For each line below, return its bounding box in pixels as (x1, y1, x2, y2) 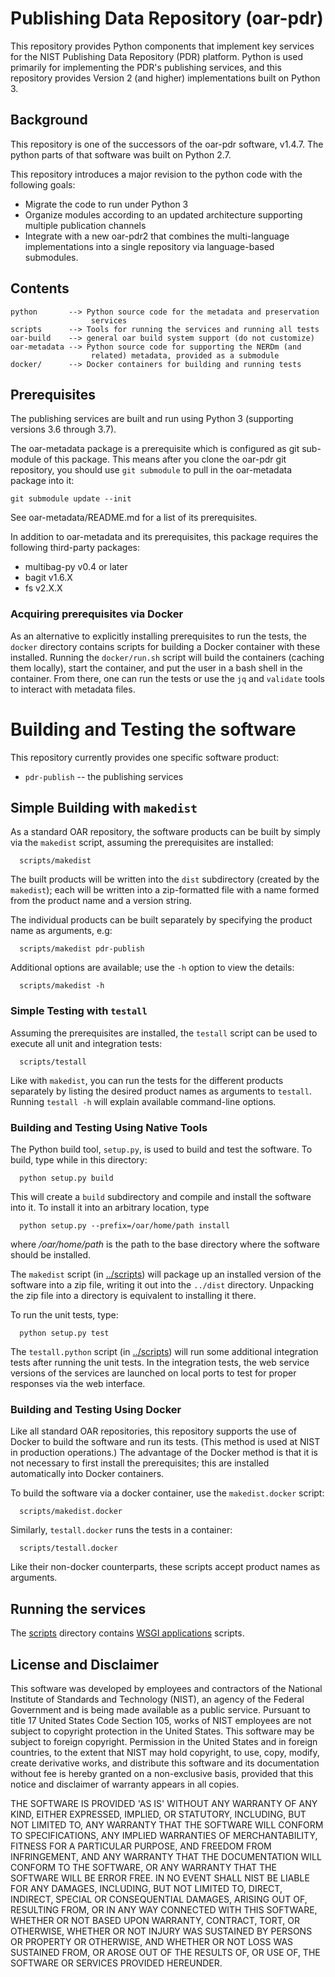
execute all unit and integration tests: (10, 1037, 163, 1049)
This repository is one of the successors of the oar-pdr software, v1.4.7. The (10, 138, 324, 150)
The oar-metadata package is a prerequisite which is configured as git (10, 443, 300, 455)
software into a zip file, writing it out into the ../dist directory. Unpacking (10, 1279, 315, 1291)
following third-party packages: (10, 542, 141, 554)
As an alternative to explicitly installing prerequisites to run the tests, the (10, 630, 308, 642)
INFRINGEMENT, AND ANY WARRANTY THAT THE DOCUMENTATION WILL (10, 1850, 322, 1862)
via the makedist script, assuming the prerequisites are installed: (10, 837, 274, 849)
